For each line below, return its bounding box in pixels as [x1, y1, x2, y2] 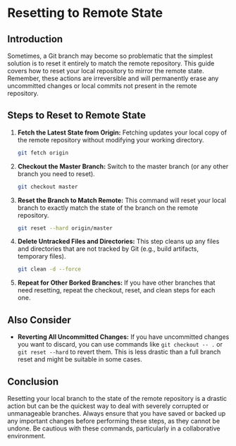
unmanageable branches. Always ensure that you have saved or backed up [7, 409, 226, 417]
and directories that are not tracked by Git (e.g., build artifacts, [17, 244, 199, 253]
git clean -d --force [17, 266, 82, 273]
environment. [7, 431, 46, 440]
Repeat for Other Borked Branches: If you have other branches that [17, 278, 216, 287]
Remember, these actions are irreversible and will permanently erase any [7, 74, 219, 82]
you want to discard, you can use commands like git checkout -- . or [17, 340, 223, 349]
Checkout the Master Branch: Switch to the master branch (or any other [17, 162, 229, 171]
